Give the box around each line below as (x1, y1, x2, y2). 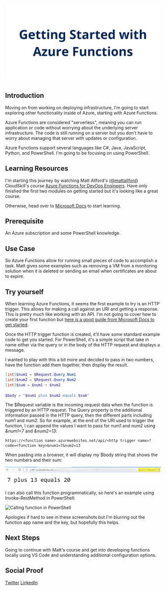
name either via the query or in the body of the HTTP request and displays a (5, 342, 160, 348)
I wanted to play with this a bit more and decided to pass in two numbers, (5, 357, 155, 363)
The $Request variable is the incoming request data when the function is (5, 402, 153, 408)
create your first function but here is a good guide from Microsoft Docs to (5, 317, 155, 323)
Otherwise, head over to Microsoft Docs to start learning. (5, 203, 121, 209)
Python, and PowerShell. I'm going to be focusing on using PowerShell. (5, 150, 150, 156)
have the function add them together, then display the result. (5, 362, 128, 368)
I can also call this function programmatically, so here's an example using (5, 490, 154, 496)
